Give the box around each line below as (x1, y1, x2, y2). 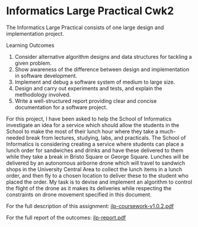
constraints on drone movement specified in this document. (6, 191, 152, 198)
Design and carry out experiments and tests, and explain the (14, 84, 162, 92)
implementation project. (6, 30, 64, 37)
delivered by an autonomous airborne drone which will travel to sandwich (6, 159, 186, 166)
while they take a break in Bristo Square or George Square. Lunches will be (6, 153, 189, 160)
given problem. (14, 59, 52, 67)
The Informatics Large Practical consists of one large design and (6, 24, 164, 31)
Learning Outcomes (6, 42, 55, 49)
